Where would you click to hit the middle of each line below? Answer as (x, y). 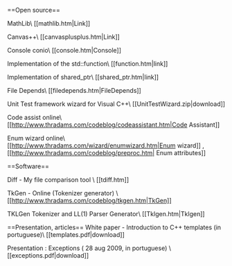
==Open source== (34, 10)
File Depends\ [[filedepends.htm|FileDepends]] (74, 90)
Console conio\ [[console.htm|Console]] (64, 50)
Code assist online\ (35, 117)
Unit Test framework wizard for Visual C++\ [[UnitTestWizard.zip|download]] (116, 104)
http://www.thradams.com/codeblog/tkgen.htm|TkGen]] (91, 201)
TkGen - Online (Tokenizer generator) (61, 193)
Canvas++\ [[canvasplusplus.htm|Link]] (63, 37)
